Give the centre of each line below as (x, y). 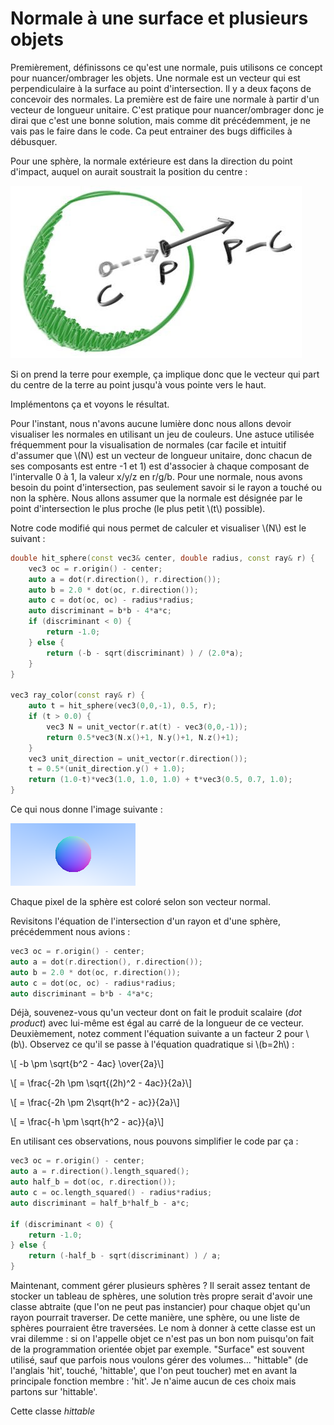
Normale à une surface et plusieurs (159, 18)
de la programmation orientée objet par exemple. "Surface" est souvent (157, 1349)
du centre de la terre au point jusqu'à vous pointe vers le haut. (138, 384)
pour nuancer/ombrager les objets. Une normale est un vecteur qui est (155, 78)
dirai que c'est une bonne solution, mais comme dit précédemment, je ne (160, 120)
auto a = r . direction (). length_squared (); (100, 1172)
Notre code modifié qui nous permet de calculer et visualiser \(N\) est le (158, 528)
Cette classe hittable (52, 1411)
